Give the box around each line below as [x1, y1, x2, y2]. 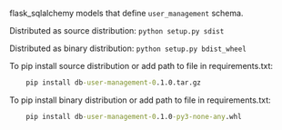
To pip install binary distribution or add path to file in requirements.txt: [9, 95, 271, 105]
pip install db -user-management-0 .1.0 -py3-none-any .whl [25, 112, 243, 121]
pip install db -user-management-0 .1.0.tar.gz [25, 78, 202, 87]
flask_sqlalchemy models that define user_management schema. [9, 8, 244, 18]
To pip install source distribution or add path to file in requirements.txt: [9, 61, 274, 71]
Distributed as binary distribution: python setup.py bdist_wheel [9, 43, 247, 54]
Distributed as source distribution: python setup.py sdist [9, 25, 225, 35]
